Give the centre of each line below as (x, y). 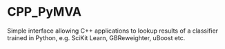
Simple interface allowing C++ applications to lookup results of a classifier (113, 31)
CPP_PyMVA (45, 12)
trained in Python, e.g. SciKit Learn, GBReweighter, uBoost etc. (96, 37)
